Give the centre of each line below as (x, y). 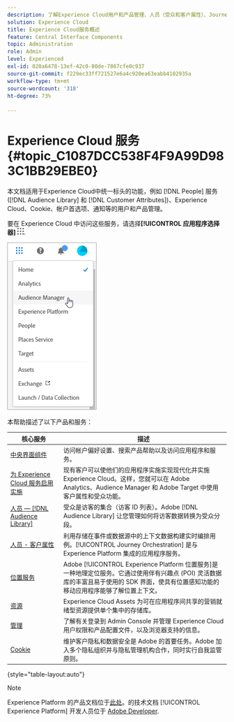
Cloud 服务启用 (32, 483)
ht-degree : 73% (29, 96)
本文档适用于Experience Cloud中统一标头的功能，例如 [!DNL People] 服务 (112, 192)
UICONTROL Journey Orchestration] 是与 (139, 544)
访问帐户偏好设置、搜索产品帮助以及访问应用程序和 (136, 450)
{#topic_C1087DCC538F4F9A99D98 (116, 156)
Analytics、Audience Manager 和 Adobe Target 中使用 (141, 488)
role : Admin (24, 52)
